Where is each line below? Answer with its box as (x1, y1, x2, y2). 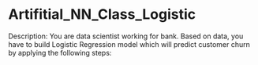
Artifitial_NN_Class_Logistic (8, 5, 196, 23)
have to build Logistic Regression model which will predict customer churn (8, 39, 250, 49)
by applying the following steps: (8, 48, 112, 57)
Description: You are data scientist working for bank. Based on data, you (8, 31, 244, 41)
